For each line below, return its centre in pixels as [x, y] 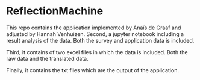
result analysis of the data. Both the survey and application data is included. [100, 40]
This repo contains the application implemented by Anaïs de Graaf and [94, 28]
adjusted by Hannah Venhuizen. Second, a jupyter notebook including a [95, 34]
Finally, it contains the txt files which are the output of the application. [93, 70]
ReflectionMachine [55, 11]
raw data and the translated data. [47, 58]
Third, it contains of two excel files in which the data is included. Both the [97, 52]
